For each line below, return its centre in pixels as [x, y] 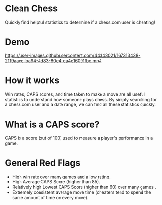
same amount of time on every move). [50, 197]
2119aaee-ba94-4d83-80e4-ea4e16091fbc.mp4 [53, 61]
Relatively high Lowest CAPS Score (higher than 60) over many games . [84, 187]
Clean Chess [31, 9]
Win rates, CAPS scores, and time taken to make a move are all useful [75, 94]
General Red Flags [43, 163]
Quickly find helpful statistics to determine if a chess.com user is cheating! [80, 22]
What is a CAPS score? [52, 124]
